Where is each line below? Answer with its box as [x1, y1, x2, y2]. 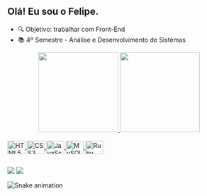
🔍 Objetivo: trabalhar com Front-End [17, 25, 125, 33]
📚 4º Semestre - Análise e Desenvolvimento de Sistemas [17, 35, 186, 44]
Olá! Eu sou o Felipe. [7, 6, 99, 18]
